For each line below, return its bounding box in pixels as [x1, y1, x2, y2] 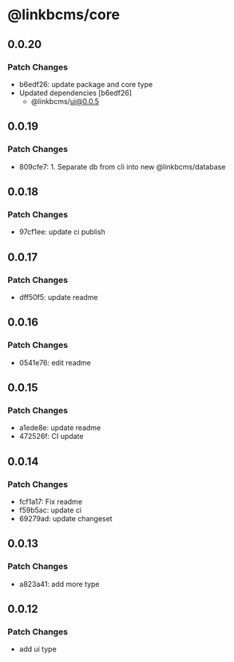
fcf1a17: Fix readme [18, 497, 83, 506]
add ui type [18, 644, 57, 654]
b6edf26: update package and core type [18, 79, 153, 89]
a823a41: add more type [18, 579, 100, 588]
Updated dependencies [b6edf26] [18, 88, 133, 98]
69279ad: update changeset [18, 514, 113, 523]
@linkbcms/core [7, 6, 121, 24]
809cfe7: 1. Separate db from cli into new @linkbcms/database [18, 162, 226, 171]
